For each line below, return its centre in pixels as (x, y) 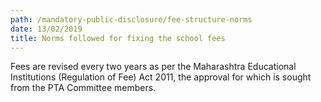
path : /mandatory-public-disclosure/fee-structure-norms (131, 19)
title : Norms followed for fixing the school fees (118, 38)
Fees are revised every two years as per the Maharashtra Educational (153, 67)
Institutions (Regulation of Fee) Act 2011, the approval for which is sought (161, 77)
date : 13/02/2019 (46, 29)
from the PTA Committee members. (83, 88)
